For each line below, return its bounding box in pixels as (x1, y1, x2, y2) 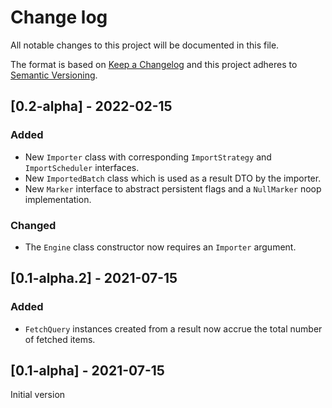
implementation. (24, 193, 92, 205)
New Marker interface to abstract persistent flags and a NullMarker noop (24, 182, 322, 195)
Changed (10, 218, 57, 232)
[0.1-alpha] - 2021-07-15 (10, 362, 165, 379)
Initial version (10, 389, 66, 401)
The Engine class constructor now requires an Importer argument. (24, 241, 297, 253)
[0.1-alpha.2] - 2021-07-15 (10, 270, 178, 287)
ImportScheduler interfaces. (24, 161, 140, 173)
